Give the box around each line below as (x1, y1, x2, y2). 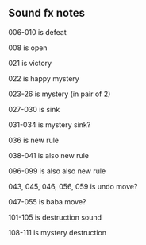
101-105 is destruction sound (8, 212, 102, 222)
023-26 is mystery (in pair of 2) (8, 89, 111, 99)
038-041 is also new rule (8, 150, 90, 160)
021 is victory (8, 58, 52, 68)
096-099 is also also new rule (8, 166, 106, 176)
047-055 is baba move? (8, 196, 86, 206)
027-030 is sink (8, 104, 60, 114)
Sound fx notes (8, 6, 86, 20)
